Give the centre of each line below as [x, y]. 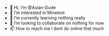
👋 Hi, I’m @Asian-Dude [33, 8]
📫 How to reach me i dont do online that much [57, 28]
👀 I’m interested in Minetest [37, 13]
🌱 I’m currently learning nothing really [47, 18]
